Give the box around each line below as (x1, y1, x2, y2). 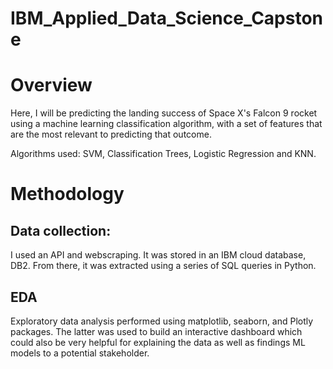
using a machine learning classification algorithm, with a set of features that (10, 118, 323, 130)
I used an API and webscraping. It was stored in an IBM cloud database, (10, 249, 307, 261)
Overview (10, 74, 93, 97)
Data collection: (10, 222, 112, 239)
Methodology (10, 183, 125, 206)
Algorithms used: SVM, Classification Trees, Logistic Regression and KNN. (10, 148, 317, 160)
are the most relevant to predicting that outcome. (10, 128, 212, 141)
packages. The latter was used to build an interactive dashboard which (10, 325, 303, 337)
